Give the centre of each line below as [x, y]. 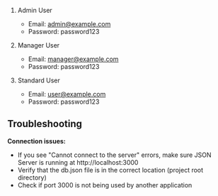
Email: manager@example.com [73, 59]
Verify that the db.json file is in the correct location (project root [110, 170]
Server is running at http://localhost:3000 [78, 162]
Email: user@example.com [67, 94]
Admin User [35, 10]
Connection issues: [36, 141]
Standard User [39, 80]
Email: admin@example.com [69, 24]
